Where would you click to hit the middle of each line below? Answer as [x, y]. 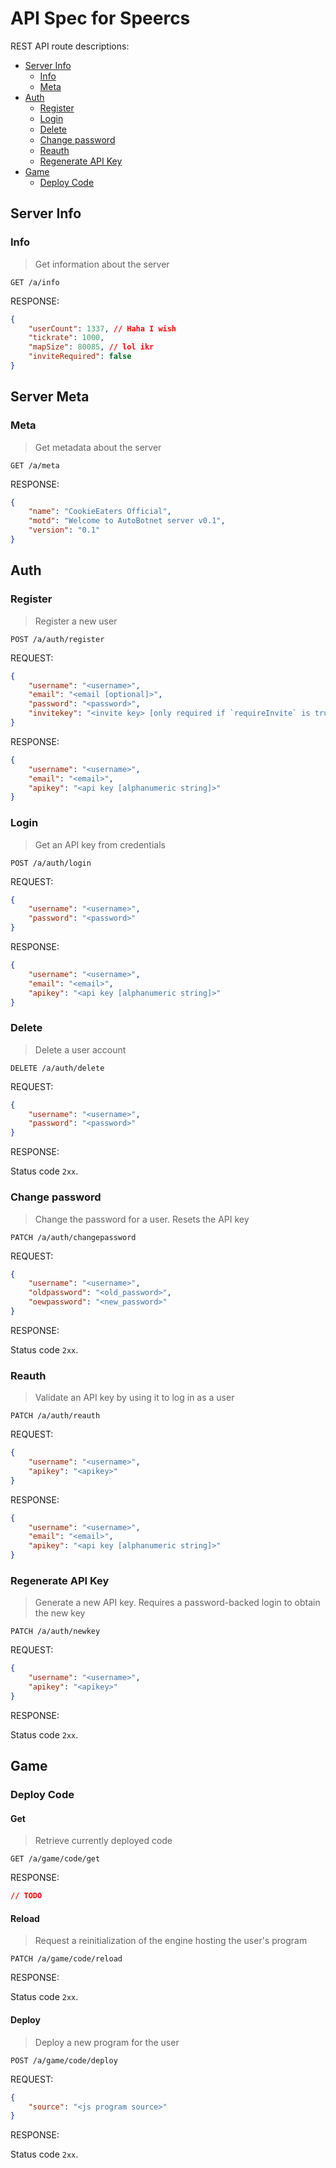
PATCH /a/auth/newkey [55, 1632]
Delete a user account [80, 1049]
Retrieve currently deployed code [103, 1841]
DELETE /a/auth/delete [57, 1068]
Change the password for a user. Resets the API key [142, 1219]
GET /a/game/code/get [55, 1859]
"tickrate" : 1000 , [66, 338]
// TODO [26, 1896]
